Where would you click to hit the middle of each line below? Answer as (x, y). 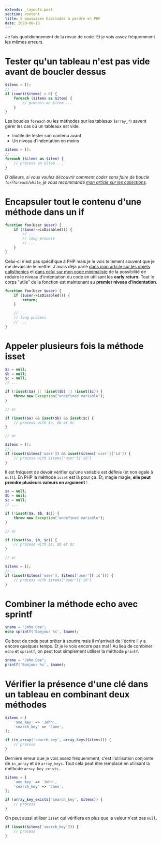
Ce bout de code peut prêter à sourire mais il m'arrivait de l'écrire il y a (75, 641)
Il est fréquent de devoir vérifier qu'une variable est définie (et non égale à (79, 472)
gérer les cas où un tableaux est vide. (43, 126)
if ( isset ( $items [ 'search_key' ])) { (42, 827)
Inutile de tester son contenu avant (46, 136)
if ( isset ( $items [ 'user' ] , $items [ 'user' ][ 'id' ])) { (59, 575)
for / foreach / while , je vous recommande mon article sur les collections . (76, 182)
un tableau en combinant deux (67, 695)
